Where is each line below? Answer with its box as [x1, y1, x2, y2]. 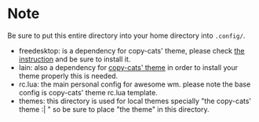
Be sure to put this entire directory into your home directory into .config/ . [7, 31, 246, 40]
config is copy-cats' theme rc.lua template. [18, 87, 158, 97]
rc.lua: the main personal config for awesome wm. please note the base [18, 79, 251, 89]
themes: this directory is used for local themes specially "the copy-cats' [18, 96, 252, 105]
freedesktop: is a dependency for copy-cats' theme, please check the [18, 46, 245, 55]
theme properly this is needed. [18, 71, 119, 80]
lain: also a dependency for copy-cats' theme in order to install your [18, 62, 239, 72]
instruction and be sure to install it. [18, 54, 131, 64]
